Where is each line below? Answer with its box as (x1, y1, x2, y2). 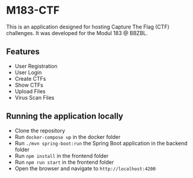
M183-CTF (6, 4, 60, 17)
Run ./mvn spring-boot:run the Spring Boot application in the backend (14, 139, 188, 147)
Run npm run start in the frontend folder (14, 158, 114, 166)
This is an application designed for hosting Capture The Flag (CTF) (6, 23, 170, 30)
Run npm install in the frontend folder (14, 152, 109, 159)
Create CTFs (14, 75, 46, 82)
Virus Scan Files (14, 94, 55, 101)
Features (6, 47, 40, 57)
